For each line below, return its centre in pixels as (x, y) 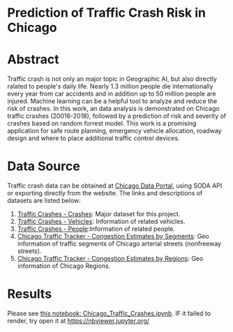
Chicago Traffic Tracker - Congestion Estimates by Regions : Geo (110, 259)
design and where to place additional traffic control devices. (93, 138)
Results (30, 294)
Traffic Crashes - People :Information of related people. (96, 229)
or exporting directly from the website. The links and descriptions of (105, 193)
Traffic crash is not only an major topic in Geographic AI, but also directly (112, 79)
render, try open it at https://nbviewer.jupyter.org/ (78, 321)
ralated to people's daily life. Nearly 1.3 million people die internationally (110, 86)
